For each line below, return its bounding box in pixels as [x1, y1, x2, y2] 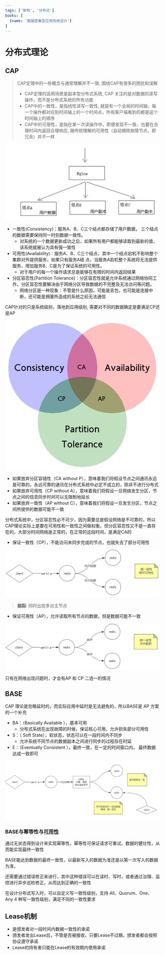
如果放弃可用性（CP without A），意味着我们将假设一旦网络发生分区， [12, 487, 153, 494]
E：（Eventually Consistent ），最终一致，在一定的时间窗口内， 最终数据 [12, 745, 156, 750]
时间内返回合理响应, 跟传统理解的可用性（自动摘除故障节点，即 [28, 128, 156, 134]
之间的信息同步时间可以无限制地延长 [16, 494, 90, 500]
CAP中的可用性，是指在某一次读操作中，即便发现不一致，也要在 [24, 121, 154, 127]
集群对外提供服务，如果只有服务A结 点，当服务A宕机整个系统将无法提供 [12, 256, 158, 263]
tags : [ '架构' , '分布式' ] [5, 8, 55, 13]
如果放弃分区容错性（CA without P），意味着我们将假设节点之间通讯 [12, 475, 149, 481]
